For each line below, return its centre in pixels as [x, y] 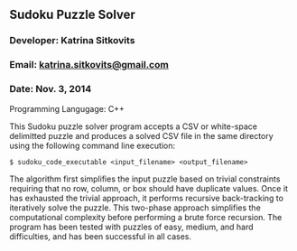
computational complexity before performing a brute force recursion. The [146, 217]
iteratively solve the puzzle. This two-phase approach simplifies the [135, 208]
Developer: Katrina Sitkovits [72, 41]
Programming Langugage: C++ [67, 108]
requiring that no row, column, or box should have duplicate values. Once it [149, 188]
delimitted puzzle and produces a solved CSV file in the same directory [141, 135]
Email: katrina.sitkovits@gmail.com [89, 65]
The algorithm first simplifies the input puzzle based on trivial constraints [145, 179]
